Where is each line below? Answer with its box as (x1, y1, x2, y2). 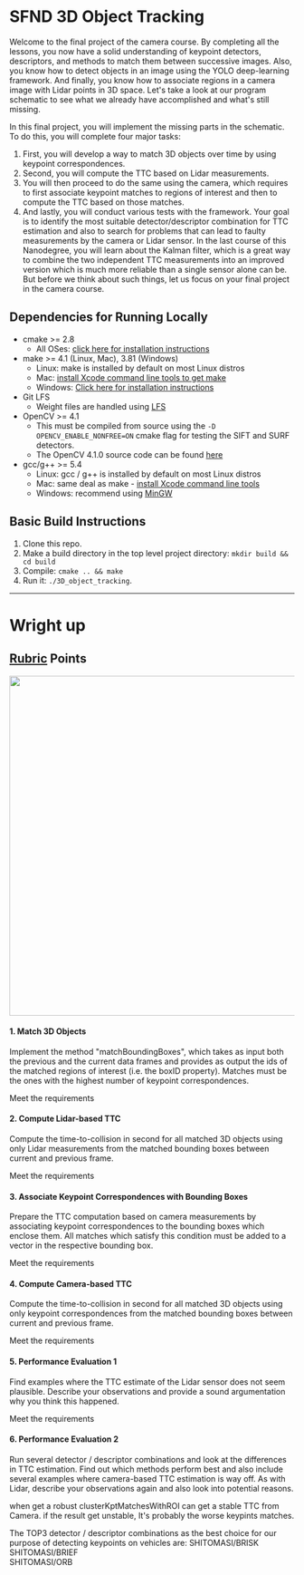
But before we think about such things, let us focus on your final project (22, 274, 290, 285)
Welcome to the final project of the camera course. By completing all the (9, 36, 280, 47)
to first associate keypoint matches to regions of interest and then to (22, 187, 278, 198)
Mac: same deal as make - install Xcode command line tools (35, 478, 261, 488)
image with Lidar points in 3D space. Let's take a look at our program (9, 84, 267, 95)
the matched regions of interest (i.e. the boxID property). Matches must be (9, 1065, 288, 1076)
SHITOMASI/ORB (9, 1556, 73, 1567)
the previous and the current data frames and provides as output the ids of (9, 1056, 288, 1067)
